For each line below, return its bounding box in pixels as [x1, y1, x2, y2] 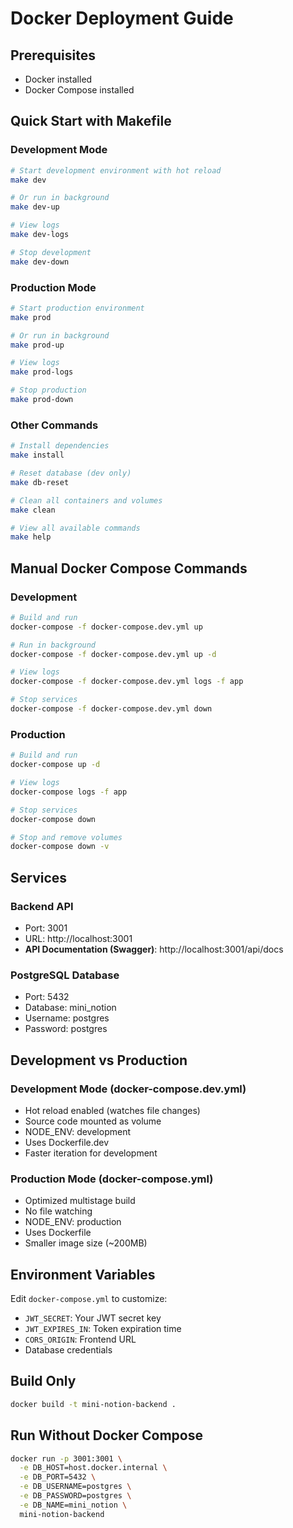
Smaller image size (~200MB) [24, 1237, 148, 1249]
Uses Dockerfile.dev [24, 1136, 110, 1148]
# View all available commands [10, 523, 141, 533]
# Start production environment [10, 303, 145, 313]
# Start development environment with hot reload [10, 165, 222, 176]
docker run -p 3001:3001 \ [10, 1453, 123, 1464]
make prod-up [10, 340, 65, 350]
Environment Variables [10, 1266, 156, 1283]
